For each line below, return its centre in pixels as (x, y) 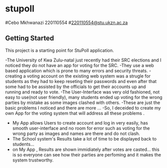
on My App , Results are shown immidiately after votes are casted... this (86, 149)
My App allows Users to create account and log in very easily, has (80, 122)
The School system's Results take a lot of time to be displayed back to (84, 138)
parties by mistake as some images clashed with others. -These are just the (83, 102)
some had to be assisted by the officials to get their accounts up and (76, 86)
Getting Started (30, 38)
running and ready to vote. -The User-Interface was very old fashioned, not (83, 92)
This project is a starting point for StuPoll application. (60, 50)
